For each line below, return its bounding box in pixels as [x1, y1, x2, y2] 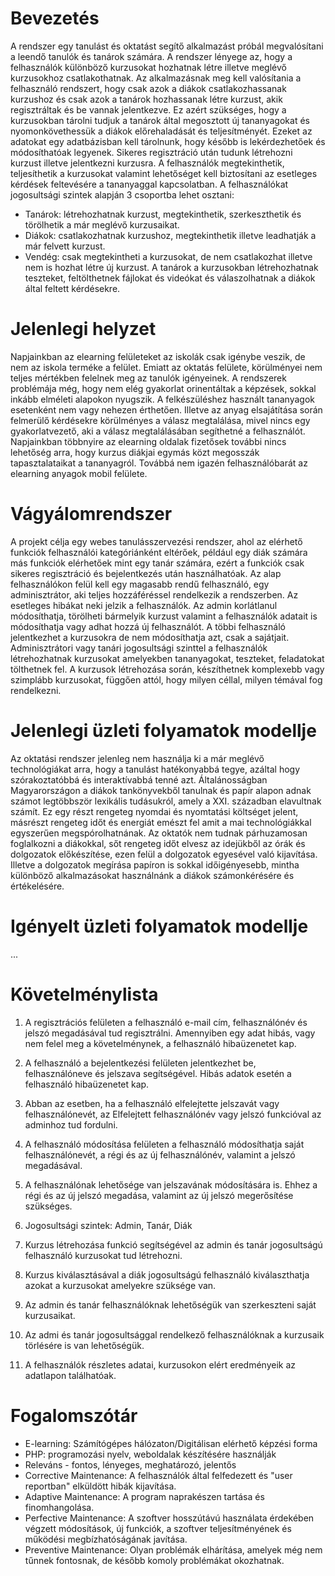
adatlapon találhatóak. [24, 1369, 117, 1381]
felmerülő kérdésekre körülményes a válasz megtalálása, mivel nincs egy [10, 414, 311, 426]
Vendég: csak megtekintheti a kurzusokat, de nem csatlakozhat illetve [24, 250, 313, 262]
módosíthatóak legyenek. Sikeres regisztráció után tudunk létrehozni [10, 146, 293, 158]
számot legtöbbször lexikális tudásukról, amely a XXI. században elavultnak [10, 795, 322, 807]
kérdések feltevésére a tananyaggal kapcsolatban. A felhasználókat [10, 178, 289, 190]
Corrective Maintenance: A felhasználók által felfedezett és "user [24, 1469, 293, 1481]
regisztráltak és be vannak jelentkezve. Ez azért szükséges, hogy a [10, 103, 287, 116]
